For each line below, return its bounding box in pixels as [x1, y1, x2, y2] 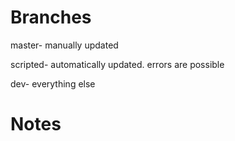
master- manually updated [10, 39, 119, 51]
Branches [10, 6, 92, 29]
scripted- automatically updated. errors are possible [10, 58, 225, 70]
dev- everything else [10, 77, 96, 90]
